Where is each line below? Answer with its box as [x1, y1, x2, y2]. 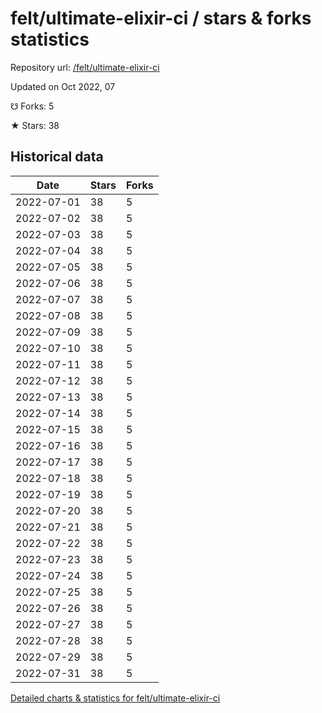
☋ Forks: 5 [10, 100, 55, 112]
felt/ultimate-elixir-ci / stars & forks [10, 7, 312, 30]
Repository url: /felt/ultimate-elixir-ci [10, 61, 160, 73]
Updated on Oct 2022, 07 [10, 80, 116, 92]
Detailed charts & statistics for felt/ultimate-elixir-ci [10, 692, 221, 704]
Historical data [10, 148, 104, 166]
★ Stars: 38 [10, 119, 60, 131]
